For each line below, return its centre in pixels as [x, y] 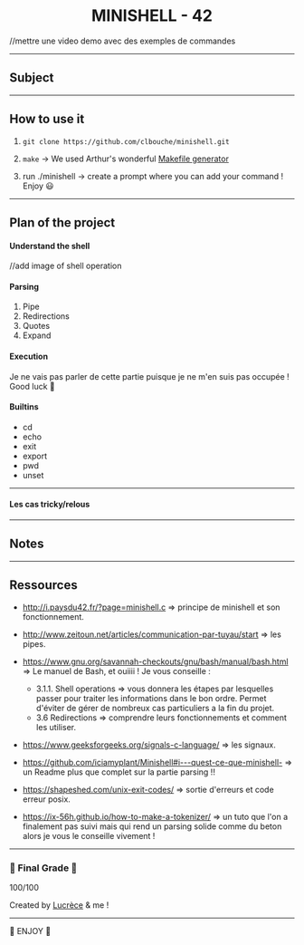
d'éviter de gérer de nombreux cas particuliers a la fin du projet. [155, 708]
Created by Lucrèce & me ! [59, 905]
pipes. [34, 643]
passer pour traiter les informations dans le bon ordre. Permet [151, 698]
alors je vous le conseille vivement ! [89, 835]
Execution [28, 356]
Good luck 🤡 [33, 386]
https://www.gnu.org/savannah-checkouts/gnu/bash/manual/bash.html [155, 661]
